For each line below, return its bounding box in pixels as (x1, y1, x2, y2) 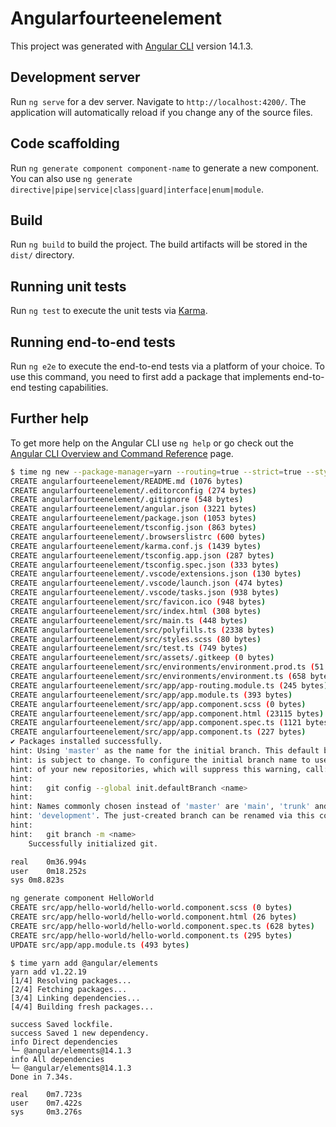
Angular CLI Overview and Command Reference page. (10, 447, 234, 459)
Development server (10, 69, 141, 86)
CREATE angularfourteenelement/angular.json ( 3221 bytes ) (10, 504, 257, 514)
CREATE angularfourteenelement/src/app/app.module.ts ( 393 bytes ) (10, 690, 293, 700)
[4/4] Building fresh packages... (10, 1002, 155, 1012)
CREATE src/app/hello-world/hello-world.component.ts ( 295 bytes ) (10, 930, 293, 941)
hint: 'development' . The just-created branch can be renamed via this (10, 811, 315, 821)
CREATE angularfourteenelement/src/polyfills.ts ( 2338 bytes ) (10, 625, 275, 635)
